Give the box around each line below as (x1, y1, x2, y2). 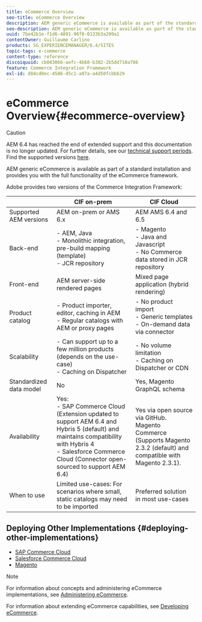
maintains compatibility (56, 432, 122, 441)
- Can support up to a (56, 338, 118, 346)
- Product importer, (56, 301, 112, 310)
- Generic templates (135, 313, 193, 321)
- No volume (135, 341, 172, 350)
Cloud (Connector (56, 455, 108, 463)
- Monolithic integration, (56, 236, 126, 245)
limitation (135, 349, 161, 357)
